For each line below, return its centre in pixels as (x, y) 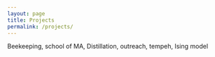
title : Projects (31, 20)
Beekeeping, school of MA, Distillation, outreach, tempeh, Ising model (108, 47)
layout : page (26, 14)
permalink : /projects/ (40, 26)
